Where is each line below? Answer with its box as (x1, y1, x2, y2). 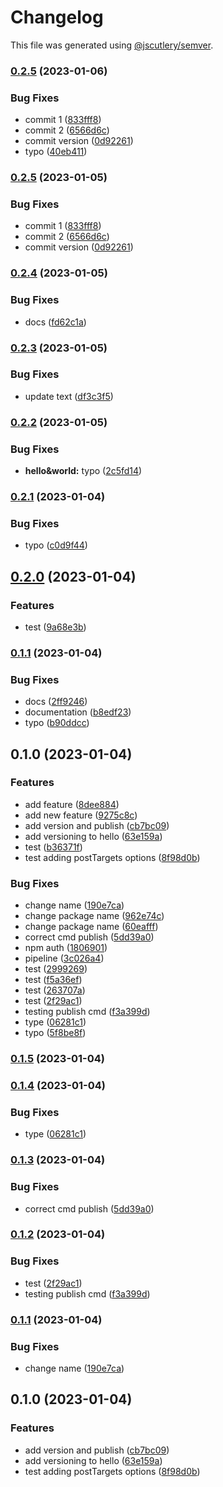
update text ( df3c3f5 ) (24, 390, 114, 402)
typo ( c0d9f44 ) (24, 539, 88, 551)
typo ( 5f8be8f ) (24, 1027, 87, 1039)
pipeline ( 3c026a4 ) (24, 952, 105, 965)
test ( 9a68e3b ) (24, 621, 87, 633)
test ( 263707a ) (24, 984, 86, 996)
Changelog (10, 6, 104, 29)
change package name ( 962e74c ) (24, 910, 165, 922)
